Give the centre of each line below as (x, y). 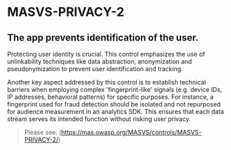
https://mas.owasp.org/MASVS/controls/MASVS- (132, 132)
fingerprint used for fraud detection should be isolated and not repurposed (114, 104)
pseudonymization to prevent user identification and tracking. (95, 69)
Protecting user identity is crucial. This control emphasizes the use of (106, 54)
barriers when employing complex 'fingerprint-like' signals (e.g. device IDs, (115, 90)
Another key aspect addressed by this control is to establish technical (106, 82)
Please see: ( (43, 132)
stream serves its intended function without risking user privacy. (99, 119)
